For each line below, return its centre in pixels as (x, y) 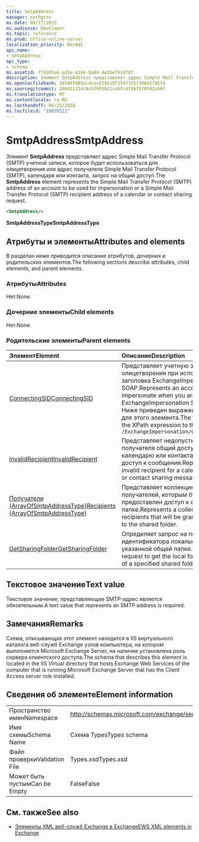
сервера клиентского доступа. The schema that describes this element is (97, 657)
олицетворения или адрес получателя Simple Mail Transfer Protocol (91, 169)
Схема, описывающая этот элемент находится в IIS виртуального (90, 638)
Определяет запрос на (154, 534)
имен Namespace (33, 718)
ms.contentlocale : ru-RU (37, 100)
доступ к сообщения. (152, 463)
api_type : (18, 61)
